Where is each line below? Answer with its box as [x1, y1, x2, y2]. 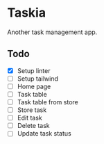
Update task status [17, 129, 71, 138]
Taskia [7, 5, 46, 21]
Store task [17, 106, 47, 114]
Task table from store [17, 98, 78, 106]
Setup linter [17, 66, 51, 74]
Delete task [17, 122, 50, 130]
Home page [17, 82, 51, 90]
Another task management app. [7, 28, 98, 36]
